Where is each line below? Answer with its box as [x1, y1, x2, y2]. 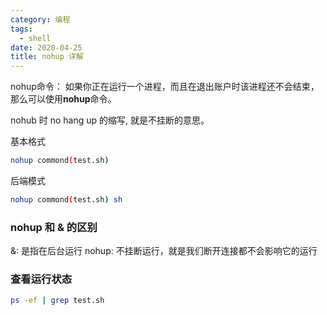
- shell [19, 33, 52, 43]
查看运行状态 [10, 272, 73, 286]
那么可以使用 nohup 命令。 [10, 93, 117, 105]
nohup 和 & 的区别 [10, 220, 98, 234]
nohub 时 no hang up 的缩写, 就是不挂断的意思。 [10, 114, 210, 126]
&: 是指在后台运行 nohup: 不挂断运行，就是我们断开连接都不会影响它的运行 [10, 245, 318, 257]
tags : [10, 24, 33, 34]
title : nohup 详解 [10, 52, 84, 62]
